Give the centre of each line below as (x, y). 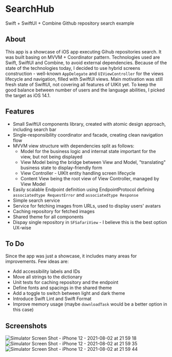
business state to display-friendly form (61, 167)
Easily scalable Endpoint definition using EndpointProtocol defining (83, 189)
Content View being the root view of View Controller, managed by (90, 178)
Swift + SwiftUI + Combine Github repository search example (70, 23)
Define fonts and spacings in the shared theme (62, 288)
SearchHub (30, 9)
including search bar (34, 129)
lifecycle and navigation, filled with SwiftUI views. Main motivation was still (84, 79)
